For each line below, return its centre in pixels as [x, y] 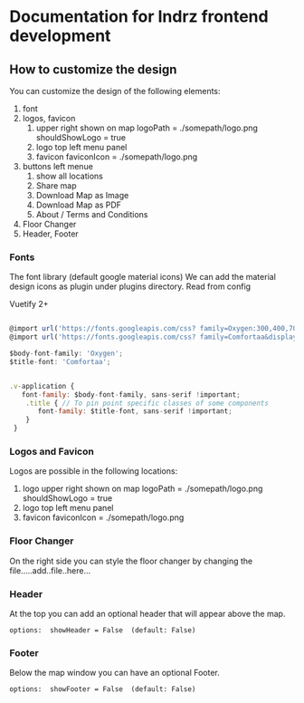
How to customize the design [93, 69]
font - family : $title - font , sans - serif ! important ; [135, 411]
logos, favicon [49, 118]
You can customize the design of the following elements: [115, 91]
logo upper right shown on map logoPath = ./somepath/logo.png [142, 489]
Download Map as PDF [79, 205]
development [60, 36]
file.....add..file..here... [50, 570]
